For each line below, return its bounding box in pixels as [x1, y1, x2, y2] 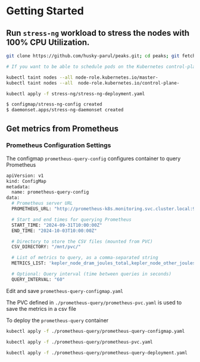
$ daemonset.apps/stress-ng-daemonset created [6, 107, 124, 113]
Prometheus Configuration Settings [6, 141, 111, 149]
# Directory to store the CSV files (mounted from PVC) [11, 238, 153, 245]
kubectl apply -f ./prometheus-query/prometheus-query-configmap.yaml [6, 328, 185, 334]
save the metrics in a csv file [6, 305, 76, 312]
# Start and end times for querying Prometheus [11, 216, 132, 223]
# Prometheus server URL [11, 201, 73, 207]
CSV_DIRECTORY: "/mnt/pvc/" [11, 244, 82, 250]
